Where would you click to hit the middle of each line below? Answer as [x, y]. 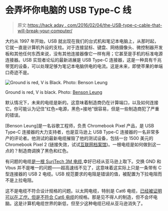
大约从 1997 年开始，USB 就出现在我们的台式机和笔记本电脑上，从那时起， [82, 41]
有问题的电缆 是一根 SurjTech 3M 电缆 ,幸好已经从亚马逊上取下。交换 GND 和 [83, 161]
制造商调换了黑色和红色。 [44, 150]
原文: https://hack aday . [42, 25]
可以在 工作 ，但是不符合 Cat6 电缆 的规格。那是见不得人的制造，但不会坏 [79, 197]
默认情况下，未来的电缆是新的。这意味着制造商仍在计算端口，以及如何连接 [82, 102]
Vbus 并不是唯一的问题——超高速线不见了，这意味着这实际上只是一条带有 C [83, 167]
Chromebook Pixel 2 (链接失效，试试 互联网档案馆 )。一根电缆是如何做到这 [81, 144]
